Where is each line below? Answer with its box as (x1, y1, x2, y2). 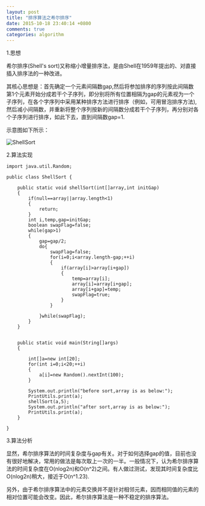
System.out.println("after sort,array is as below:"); (28, 404, 171, 410)
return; (38, 206, 59, 213)
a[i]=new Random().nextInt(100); (38, 372, 124, 378)
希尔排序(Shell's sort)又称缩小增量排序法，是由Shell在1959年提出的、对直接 (6, 62, 196, 70)
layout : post (6, 9, 40, 15)
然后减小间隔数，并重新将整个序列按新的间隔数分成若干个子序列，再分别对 (6, 106, 193, 113)
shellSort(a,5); (28, 398, 70, 405)
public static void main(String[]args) (17, 340, 119, 346)
